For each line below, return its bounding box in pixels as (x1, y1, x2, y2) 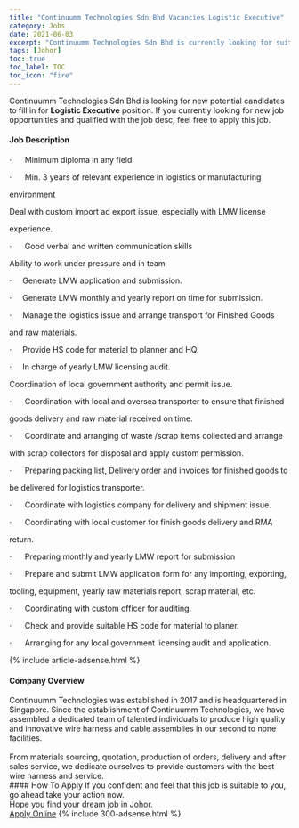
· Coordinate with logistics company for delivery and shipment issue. (9, 499, 271, 510)
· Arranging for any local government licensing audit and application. (9, 637, 271, 648)
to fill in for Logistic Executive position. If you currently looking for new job (9, 104, 285, 116)
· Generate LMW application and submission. (9, 275, 182, 286)
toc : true (9, 54, 46, 63)
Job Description (9, 134, 70, 145)
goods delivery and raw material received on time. (9, 413, 193, 424)
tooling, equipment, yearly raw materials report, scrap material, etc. (9, 585, 256, 597)
